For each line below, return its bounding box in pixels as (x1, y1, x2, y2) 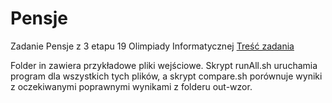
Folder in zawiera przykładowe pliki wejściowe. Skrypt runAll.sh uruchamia (10, 59, 318, 71)
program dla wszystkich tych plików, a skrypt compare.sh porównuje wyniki (10, 70, 323, 82)
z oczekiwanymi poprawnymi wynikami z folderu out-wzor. (10, 80, 253, 92)
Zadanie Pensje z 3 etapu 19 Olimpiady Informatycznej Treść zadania (10, 40, 295, 52)
